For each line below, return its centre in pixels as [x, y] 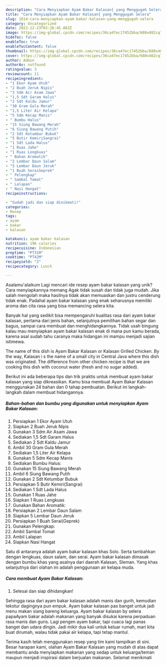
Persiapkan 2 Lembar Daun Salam [47, 510]
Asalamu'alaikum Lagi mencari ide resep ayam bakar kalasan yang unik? [79, 285]
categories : [18, 207]
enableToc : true [22, 42]
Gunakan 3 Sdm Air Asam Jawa [45, 432]
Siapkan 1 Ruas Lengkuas [38, 500]
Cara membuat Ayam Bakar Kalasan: [45, 579]
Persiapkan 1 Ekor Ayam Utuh [43, 421]
